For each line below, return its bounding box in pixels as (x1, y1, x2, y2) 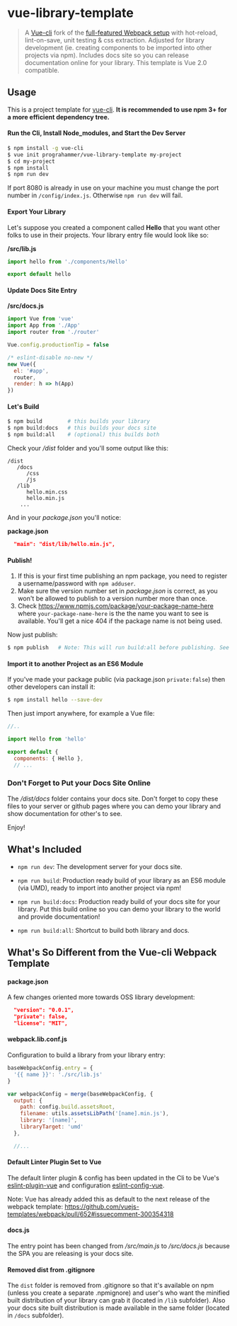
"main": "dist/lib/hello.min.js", (13, 541, 115, 548)
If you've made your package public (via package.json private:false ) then (7, 675, 226, 684)
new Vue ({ (7, 361, 37, 368)
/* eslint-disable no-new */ (7, 354, 93, 361)
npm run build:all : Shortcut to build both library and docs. (17, 926, 190, 934)
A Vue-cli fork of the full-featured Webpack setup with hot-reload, (24, 28, 218, 37)
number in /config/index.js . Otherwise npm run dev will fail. (7, 191, 183, 199)
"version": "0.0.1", (13, 1006, 74, 1014)
